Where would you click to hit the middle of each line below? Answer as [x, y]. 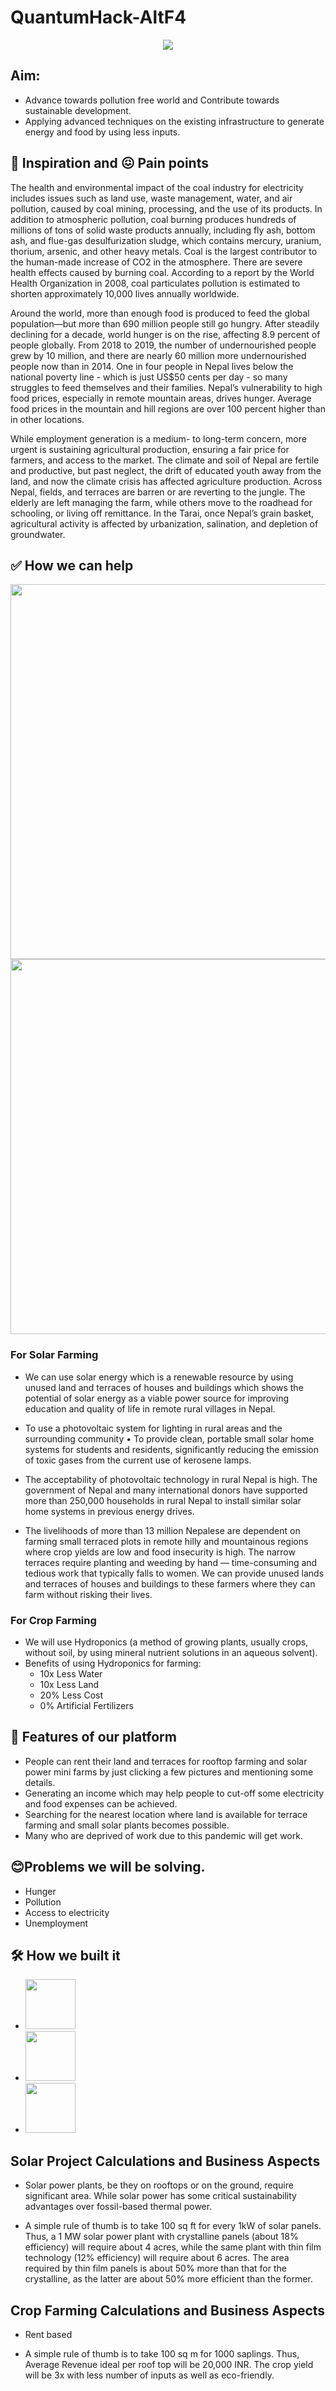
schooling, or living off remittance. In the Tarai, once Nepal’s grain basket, [162, 513]
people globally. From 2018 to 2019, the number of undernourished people [163, 345]
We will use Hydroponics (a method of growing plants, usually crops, [166, 1642]
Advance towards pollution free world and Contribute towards [152, 100]
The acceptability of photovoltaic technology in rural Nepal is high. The [171, 1479]
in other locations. [47, 419]
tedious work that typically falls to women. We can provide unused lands [174, 1573]
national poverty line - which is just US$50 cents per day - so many [149, 377]
